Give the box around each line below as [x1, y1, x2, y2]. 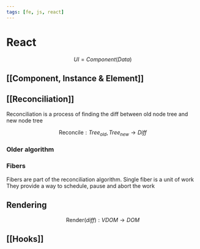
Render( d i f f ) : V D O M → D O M [65, 216, 140, 223]
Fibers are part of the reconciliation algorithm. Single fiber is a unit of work [6, 176, 194, 183]
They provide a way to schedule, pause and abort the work [6, 182, 155, 190]
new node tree [6, 117, 43, 124]
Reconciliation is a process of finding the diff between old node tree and [6, 110, 188, 117]
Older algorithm [6, 145, 54, 154]
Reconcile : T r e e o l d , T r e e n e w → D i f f [59, 128, 147, 138]
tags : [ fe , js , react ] [6, 9, 64, 15]
